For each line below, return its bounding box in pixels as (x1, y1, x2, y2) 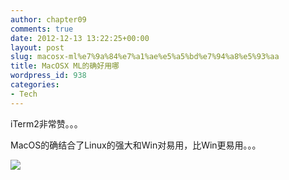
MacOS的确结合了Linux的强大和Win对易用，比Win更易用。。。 (10, 139, 262, 151)
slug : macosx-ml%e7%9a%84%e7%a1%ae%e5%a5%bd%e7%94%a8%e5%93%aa (10, 52, 280, 62)
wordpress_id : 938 (10, 71, 87, 81)
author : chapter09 (10, 14, 87, 25)
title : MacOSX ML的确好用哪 (10, 61, 120, 71)
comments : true (10, 24, 74, 34)
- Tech (10, 89, 38, 99)
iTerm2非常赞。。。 (10, 117, 83, 130)
